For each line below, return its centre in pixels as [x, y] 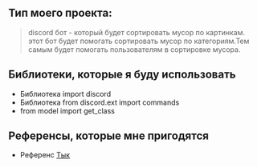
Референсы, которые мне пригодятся [108, 136]
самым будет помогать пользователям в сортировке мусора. [134, 49]
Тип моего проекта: [60, 13]
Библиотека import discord [65, 93]
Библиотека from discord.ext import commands [100, 102]
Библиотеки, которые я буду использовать [122, 75]
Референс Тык [45, 155]
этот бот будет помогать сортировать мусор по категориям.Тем [139, 41]
